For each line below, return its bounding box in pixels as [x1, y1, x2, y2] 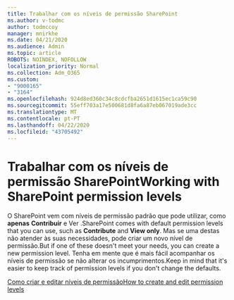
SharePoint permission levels [7, 188, 182, 204]
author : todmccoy [7, 23, 58, 30]
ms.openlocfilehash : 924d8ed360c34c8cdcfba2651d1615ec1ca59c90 [7, 96, 197, 103]
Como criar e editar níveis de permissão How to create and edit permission [7, 277, 223, 286]
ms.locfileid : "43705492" [7, 128, 83, 135]
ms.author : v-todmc [7, 17, 65, 24]
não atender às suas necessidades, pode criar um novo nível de [7, 234, 193, 243]
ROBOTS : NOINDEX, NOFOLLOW [7, 56, 87, 63]
